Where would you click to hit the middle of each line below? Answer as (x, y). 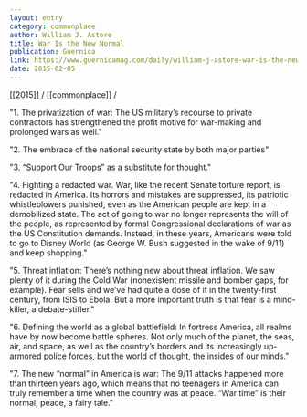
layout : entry (37, 18)
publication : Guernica (53, 52)
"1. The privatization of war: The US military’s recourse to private (131, 112)
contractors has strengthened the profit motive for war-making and (136, 122)
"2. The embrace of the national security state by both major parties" (139, 149)
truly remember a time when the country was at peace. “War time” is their (148, 392)
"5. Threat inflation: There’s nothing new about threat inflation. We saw (143, 270)
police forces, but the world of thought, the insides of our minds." (166, 356)
